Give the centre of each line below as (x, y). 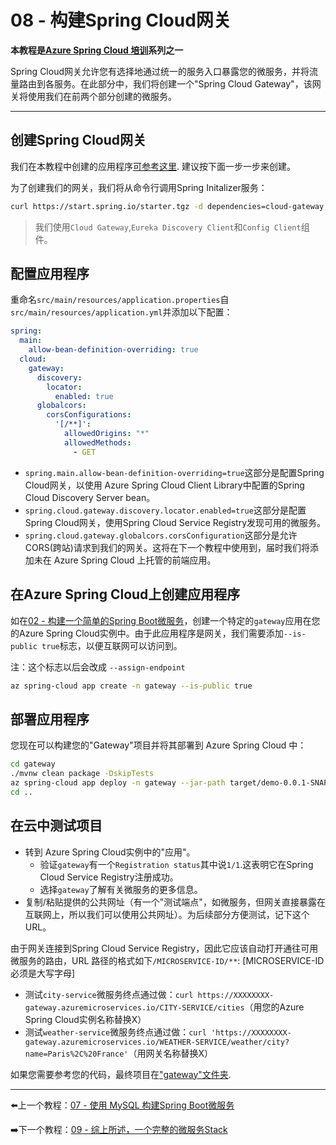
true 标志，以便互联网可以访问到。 (112, 645)
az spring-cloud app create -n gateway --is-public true (131, 686)
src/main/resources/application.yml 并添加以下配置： (121, 312)
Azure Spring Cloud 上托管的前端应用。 (135, 560)
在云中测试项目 (56, 826)
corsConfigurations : (89, 415)
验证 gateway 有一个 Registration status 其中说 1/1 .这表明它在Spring (176, 864)
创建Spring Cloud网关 (78, 140)
